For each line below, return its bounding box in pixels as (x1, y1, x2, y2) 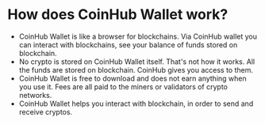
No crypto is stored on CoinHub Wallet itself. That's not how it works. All (18, 57, 255, 66)
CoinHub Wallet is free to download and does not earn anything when (18, 73, 247, 83)
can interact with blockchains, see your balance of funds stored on (18, 39, 238, 49)
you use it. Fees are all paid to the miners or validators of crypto (18, 81, 228, 92)
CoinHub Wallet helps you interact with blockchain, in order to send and (18, 99, 254, 108)
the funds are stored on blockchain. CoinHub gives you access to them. (18, 65, 253, 74)
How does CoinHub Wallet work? (7, 6, 229, 24)
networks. (18, 90, 52, 100)
